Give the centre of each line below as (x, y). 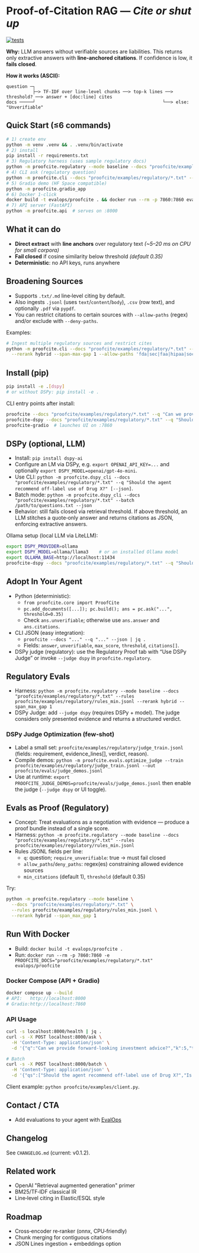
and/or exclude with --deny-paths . (57, 321)
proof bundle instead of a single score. (62, 828)
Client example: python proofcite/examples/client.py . (73, 1087)
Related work (31, 1171)
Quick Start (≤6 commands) (59, 126)
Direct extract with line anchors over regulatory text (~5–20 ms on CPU (103, 243)
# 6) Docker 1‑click (32, 194)
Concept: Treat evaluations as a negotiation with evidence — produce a (102, 822)
